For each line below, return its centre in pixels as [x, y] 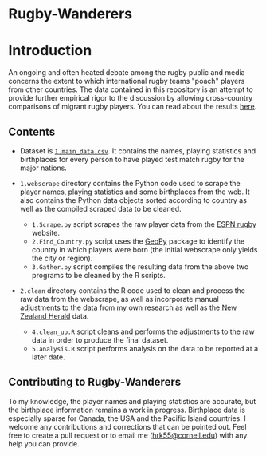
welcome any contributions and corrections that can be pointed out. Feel [127, 426]
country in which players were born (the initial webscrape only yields [145, 249]
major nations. [43, 168]
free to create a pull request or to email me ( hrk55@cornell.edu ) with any [128, 435]
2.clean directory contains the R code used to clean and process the [132, 290]
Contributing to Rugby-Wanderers [95, 382]
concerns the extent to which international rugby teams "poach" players [127, 81]
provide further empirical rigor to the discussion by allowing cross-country [131, 98]
